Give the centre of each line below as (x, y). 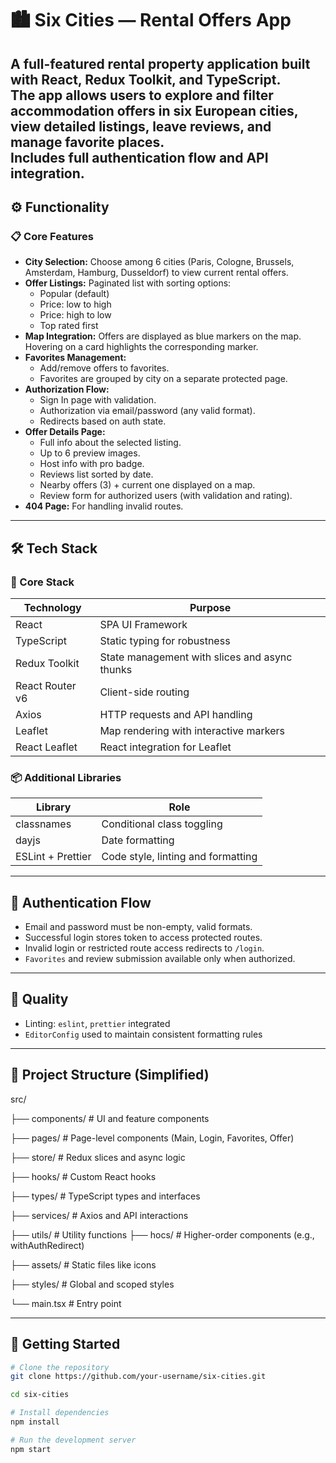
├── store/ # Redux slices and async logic (98, 1157)
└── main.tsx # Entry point (66, 1303)
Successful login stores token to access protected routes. (143, 938)
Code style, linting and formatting (179, 857)
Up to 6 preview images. (90, 453)
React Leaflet (46, 747)
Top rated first (69, 326)
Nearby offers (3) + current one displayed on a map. (147, 485)
